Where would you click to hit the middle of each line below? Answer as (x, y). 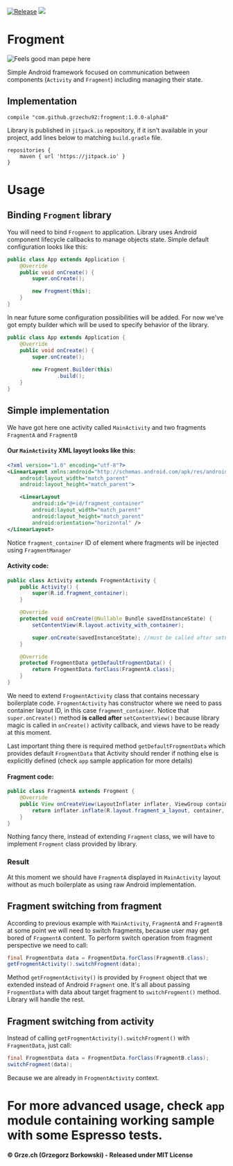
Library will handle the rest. (46, 1000)
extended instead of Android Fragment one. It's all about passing (99, 985)
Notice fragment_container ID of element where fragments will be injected (113, 542)
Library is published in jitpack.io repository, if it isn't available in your (107, 130)
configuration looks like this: (48, 247)
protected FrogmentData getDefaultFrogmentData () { (96, 663)
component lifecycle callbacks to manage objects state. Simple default (108, 239)
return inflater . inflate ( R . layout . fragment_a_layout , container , (129, 810)
